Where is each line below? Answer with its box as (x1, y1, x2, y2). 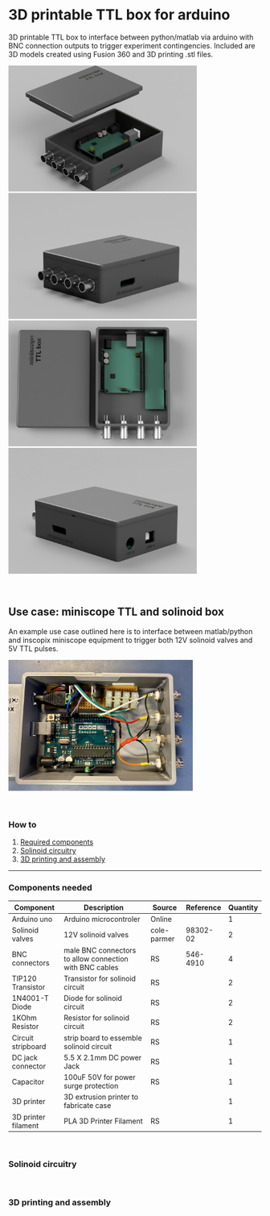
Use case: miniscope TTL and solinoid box (8, 605, 225, 619)
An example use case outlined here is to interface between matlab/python (8, 626, 253, 636)
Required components (19, 837, 94, 847)
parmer (150, 934, 175, 944)
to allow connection (63, 953, 129, 964)
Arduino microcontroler (63, 915, 141, 924)
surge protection (63, 1081, 119, 1091)
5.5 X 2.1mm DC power (63, 1052, 142, 1062)
